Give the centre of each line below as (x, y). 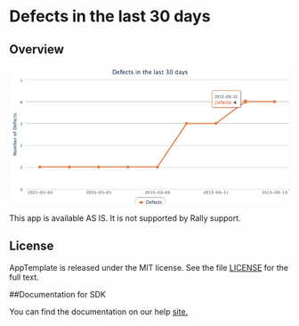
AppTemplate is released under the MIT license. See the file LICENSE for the (149, 267)
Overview (37, 49)
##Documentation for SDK (58, 294)
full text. (24, 277)
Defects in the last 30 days (110, 16)
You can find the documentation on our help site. (99, 311)
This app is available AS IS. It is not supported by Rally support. (125, 218)
